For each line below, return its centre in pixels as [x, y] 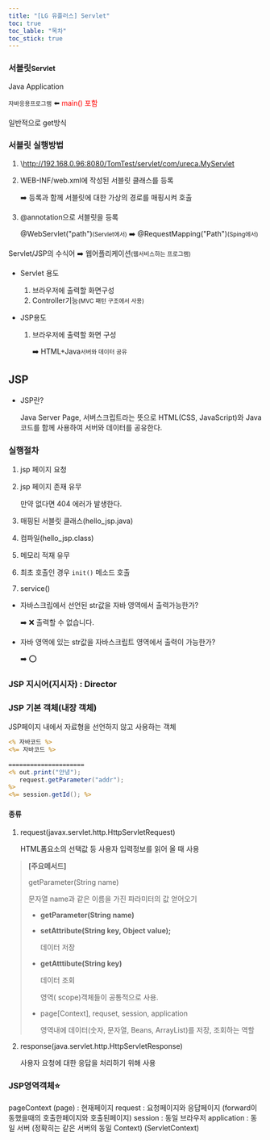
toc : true [25, 23]
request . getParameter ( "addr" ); [72, 780]
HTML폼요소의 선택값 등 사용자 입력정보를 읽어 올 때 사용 [110, 849]
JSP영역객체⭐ [34, 1086]
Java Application [36, 86]
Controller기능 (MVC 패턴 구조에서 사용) [88, 300]
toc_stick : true [35, 38]
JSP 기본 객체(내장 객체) [53, 707]
